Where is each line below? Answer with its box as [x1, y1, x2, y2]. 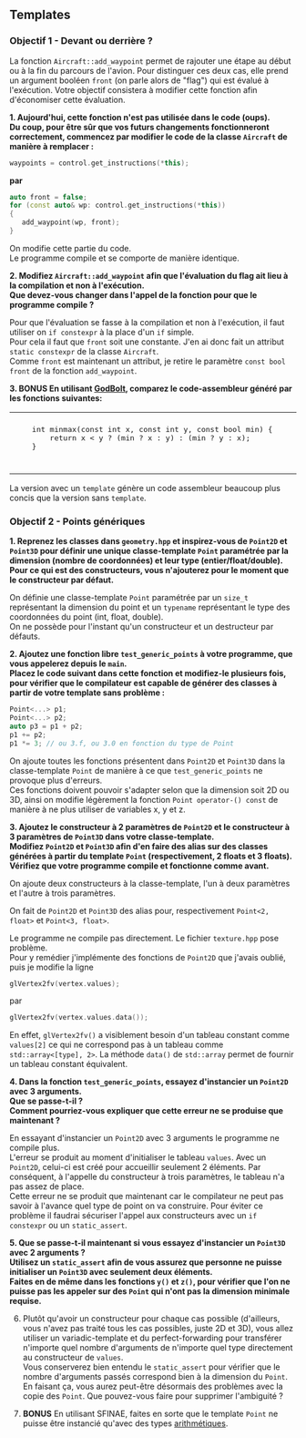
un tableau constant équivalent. [9, 1059, 128, 1070]
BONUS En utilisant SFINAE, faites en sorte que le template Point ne [22, 1408, 279, 1420]
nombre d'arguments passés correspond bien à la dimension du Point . [22, 1371, 289, 1382]
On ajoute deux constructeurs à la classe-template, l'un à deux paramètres [9, 878, 291, 888]
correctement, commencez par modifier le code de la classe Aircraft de [9, 131, 289, 142]
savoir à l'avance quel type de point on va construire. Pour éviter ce [9, 1200, 264, 1211]
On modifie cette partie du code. [9, 242, 132, 253]
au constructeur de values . [22, 1352, 124, 1363]
